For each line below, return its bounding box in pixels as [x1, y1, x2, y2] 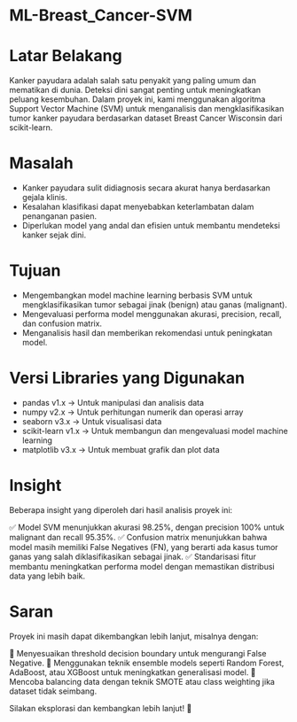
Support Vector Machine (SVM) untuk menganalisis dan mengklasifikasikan [9, 104, 285, 114]
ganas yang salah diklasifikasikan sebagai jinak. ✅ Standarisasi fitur [9, 551, 257, 562]
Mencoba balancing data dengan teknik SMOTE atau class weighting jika [9, 676, 275, 687]
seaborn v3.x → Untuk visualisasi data [21, 415, 162, 426]
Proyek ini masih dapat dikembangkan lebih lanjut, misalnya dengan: [9, 631, 259, 641]
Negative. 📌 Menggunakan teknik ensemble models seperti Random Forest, [9, 657, 285, 668]
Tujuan [9, 260, 61, 281]
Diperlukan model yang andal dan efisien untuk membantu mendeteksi [21, 221, 281, 231]
